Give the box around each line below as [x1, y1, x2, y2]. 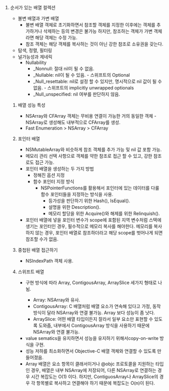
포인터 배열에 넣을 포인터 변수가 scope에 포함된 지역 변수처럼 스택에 [25, 217, 162, 223]
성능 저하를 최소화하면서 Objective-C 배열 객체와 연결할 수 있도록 [25, 348, 156, 354]
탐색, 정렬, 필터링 [17, 48, 52, 53]
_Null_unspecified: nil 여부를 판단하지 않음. [33, 91, 120, 97]
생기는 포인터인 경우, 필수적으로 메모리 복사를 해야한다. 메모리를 [25, 223, 153, 229]
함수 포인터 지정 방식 [33, 179, 74, 184]
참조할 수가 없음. [25, 236, 59, 242]
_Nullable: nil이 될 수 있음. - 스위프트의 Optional [33, 72, 130, 78]
